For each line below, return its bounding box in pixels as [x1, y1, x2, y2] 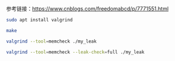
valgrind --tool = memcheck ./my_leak [6, 38, 97, 44]
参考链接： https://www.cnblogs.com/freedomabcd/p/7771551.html [6, 5, 169, 12]
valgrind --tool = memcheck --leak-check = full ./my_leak [6, 49, 145, 55]
